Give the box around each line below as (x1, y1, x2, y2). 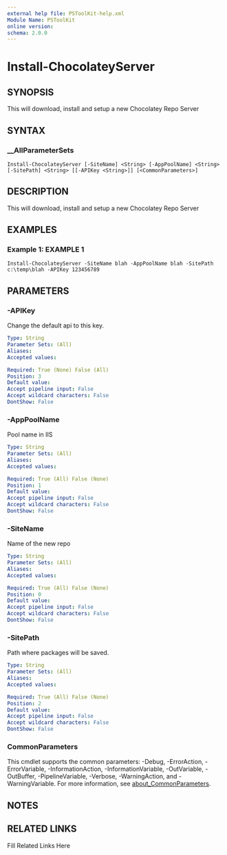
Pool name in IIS (7, 430, 53, 439)
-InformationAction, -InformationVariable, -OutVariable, (47, 765, 204, 773)
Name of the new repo (7, 539, 71, 548)
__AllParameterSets (7, 145, 74, 155)
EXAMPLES (7, 224, 57, 236)
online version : (7, 23, 54, 30)
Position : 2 (7, 700, 41, 707)
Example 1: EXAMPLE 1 (7, 245, 85, 254)
